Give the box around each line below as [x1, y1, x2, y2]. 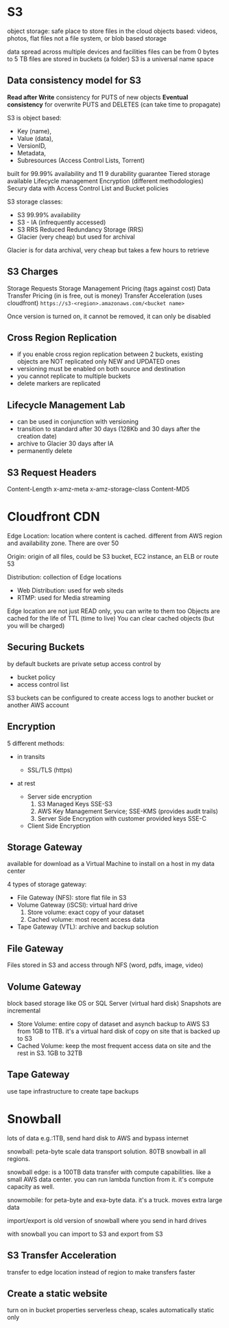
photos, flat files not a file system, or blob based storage [7, 34, 167, 42]
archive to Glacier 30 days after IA [16, 439, 114, 447]
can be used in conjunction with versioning [16, 417, 139, 426]
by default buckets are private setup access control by [7, 659, 161, 667]
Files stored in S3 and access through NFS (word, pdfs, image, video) [7, 961, 204, 969]
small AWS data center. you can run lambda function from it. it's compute [7, 1175, 214, 1183]
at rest [16, 779, 36, 787]
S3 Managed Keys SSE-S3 [37, 799, 113, 808]
